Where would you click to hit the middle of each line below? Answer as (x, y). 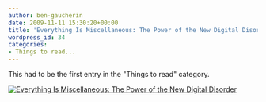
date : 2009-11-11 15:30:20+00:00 (63, 23)
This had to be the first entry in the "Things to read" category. (109, 74)
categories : (28, 45)
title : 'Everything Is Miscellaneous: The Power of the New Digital (123, 30)
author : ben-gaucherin (46, 15)
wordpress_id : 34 (37, 37)
